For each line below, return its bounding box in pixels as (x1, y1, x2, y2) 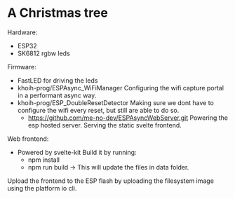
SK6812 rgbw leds (17, 49, 70, 57)
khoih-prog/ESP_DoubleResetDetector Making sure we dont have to (17, 98, 214, 107)
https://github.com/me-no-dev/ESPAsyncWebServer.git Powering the (27, 114, 229, 122)
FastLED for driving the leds (17, 76, 98, 85)
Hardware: (7, 28, 38, 36)
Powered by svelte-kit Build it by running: (17, 148, 137, 156)
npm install (27, 156, 60, 164)
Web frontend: (7, 135, 49, 143)
